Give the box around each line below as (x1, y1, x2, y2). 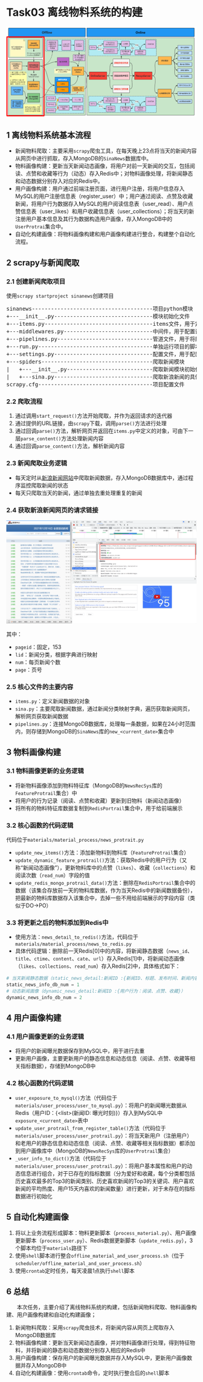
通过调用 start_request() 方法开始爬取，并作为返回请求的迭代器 (14, 412, 173, 420)
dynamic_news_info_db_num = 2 (6, 994, 83, 1000)
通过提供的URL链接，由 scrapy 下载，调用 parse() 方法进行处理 (14, 420, 167, 427)
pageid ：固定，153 (14, 643, 62, 650)
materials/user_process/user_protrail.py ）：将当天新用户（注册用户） (14, 1132, 192, 1139)
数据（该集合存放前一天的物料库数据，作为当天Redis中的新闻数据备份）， (14, 887, 196, 894)
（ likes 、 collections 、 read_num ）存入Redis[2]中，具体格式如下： (14, 962, 181, 970)
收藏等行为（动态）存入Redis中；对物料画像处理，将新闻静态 (41, 170, 193, 177)
